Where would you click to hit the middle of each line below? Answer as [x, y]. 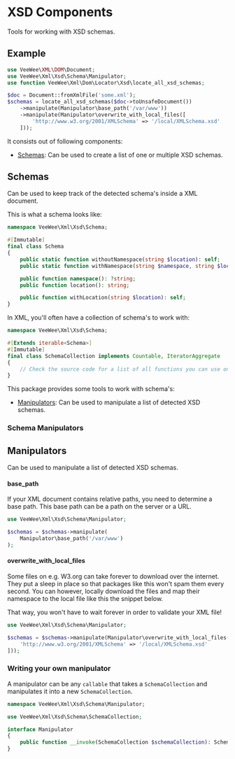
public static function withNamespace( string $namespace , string [117, 266]
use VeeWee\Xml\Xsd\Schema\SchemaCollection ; [74, 717]
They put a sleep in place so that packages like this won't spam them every [116, 583]
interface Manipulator [40, 729]
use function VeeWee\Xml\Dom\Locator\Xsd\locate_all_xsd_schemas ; [106, 83]
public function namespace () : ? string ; [78, 278]
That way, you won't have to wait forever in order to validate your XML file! [115, 612]
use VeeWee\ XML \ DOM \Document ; [51, 70]
